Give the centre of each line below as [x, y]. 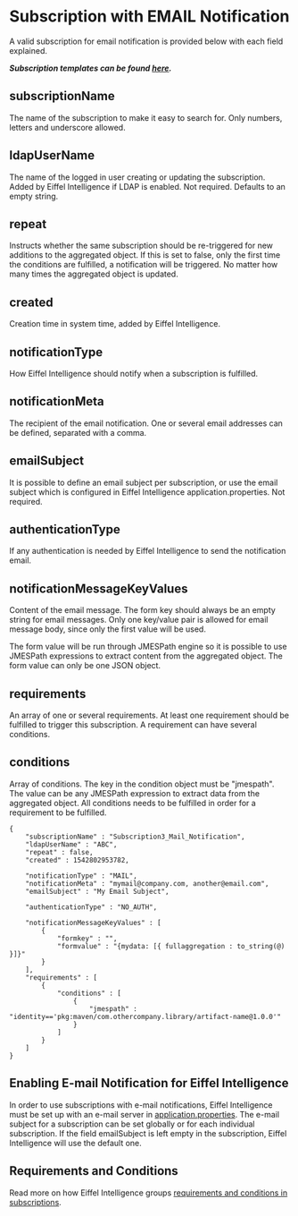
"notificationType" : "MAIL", [82, 876]
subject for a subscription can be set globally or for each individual [132, 1124]
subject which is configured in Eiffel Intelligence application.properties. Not [147, 492]
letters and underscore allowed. [68, 127]
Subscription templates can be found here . [91, 68]
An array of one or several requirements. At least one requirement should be [149, 715]
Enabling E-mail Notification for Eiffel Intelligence [149, 1083]
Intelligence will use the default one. [76, 1143]
